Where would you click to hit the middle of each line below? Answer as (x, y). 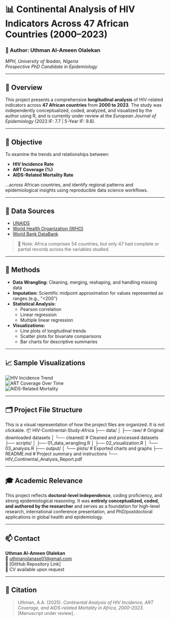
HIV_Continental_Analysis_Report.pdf (44, 459)
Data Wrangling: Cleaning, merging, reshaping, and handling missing (85, 282)
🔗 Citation (21, 590)
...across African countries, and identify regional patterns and (69, 185)
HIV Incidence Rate (33, 164)
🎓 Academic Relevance (44, 480)
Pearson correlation (41, 309)
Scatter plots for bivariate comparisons (61, 336)
